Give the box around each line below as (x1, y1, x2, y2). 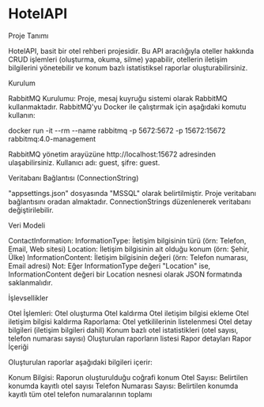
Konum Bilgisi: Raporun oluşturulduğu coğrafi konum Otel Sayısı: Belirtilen (8, 372, 248, 382)
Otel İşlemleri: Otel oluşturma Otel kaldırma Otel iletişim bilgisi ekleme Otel (8, 308, 249, 318)
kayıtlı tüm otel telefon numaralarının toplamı (8, 389, 153, 399)
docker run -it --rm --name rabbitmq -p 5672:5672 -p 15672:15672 (8, 126, 226, 135)
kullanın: (8, 110, 36, 119)
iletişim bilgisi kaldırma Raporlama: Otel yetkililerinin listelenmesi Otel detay (8, 317, 253, 326)
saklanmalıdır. (8, 277, 53, 287)
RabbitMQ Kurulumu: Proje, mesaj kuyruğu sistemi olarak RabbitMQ (8, 93, 228, 103)
